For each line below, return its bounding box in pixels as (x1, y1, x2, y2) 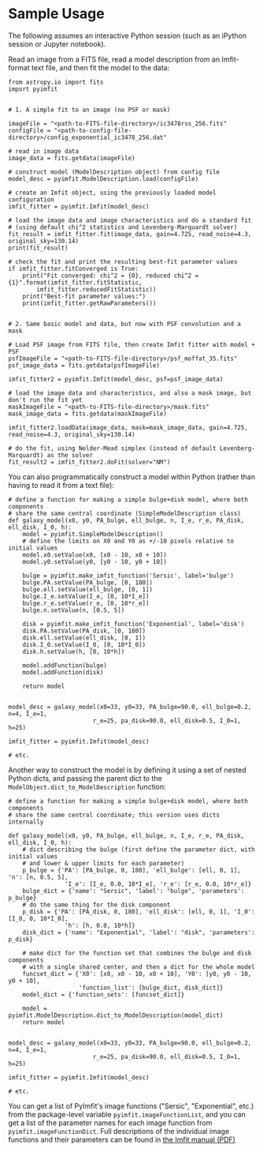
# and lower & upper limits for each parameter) (22, 859, 185, 867)
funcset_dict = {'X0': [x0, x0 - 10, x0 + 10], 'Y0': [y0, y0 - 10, (22, 970, 252, 978)
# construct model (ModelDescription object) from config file (8, 167, 220, 176)
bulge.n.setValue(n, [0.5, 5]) (22, 606, 125, 614)
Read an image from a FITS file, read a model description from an (8, 54, 220, 64)
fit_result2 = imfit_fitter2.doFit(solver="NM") (8, 458, 171, 466)
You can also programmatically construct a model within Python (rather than (8, 471, 256, 482)
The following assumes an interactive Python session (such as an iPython (8, 31, 246, 40)
